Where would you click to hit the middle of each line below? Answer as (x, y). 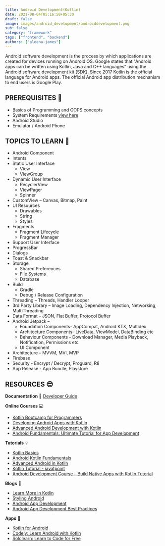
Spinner (28, 195)
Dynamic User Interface (36, 179)
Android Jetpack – (31, 321)
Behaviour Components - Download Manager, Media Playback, (84, 337)
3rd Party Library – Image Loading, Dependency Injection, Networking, (84, 305)
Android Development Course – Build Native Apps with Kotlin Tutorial (82, 474)
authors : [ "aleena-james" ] (33, 42)
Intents (19, 158)
